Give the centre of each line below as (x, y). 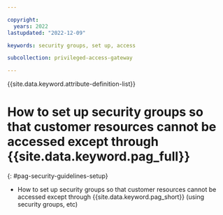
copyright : (23, 20)
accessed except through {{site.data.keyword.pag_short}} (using (111, 197)
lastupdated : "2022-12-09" (46, 33)
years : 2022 (31, 26)
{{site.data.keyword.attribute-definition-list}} (72, 84)
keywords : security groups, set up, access (72, 45)
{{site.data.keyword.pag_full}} (99, 157)
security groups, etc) (48, 205)
